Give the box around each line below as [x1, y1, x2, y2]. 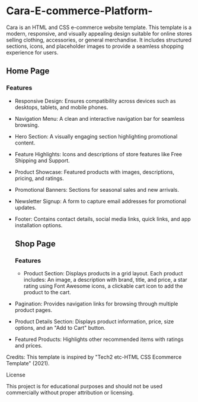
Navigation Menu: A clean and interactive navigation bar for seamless [14, 115, 185, 122]
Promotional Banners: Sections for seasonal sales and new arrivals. [14, 186, 180, 193]
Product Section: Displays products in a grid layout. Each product [23, 270, 183, 277]
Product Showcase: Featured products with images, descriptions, [14, 168, 175, 175]
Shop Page [14, 239, 56, 249]
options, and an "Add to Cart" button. [14, 324, 106, 332]
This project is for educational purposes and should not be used [6, 383, 163, 390]
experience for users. [6, 49, 59, 56]
